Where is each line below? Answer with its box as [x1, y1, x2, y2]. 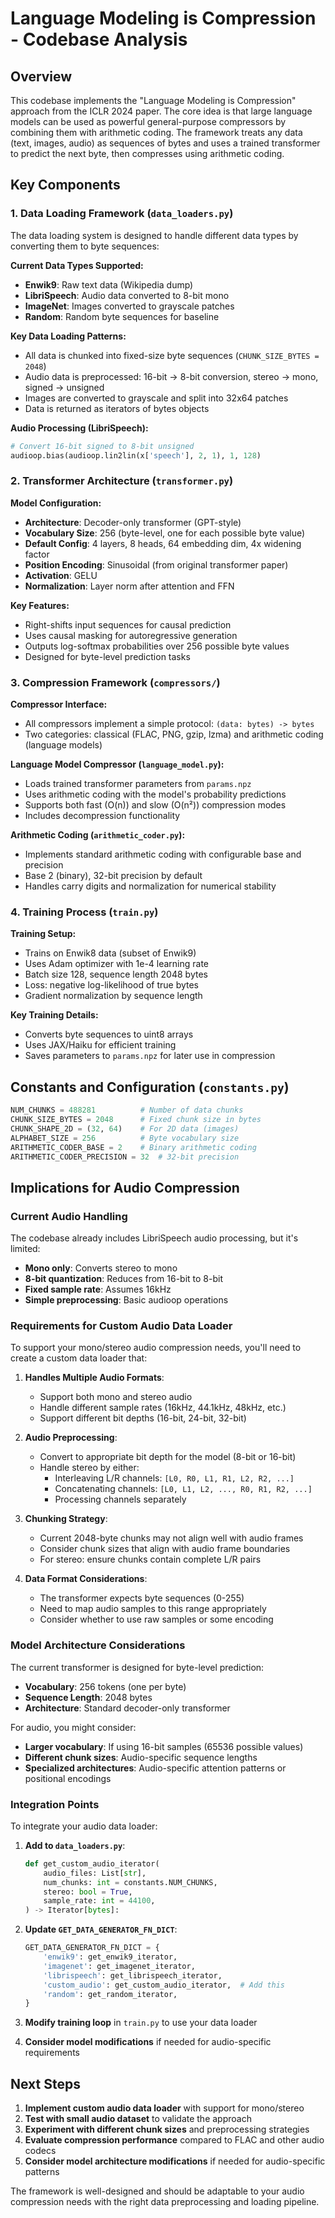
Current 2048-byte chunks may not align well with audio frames [39, 1532, 304, 1544]
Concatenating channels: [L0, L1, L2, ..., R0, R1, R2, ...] [54, 1483, 313, 1495]
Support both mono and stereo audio [39, 1391, 193, 1403]
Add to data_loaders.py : [24, 1839, 126, 1851]
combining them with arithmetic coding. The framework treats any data [10, 127, 303, 138]
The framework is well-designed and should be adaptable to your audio [10, 2185, 305, 2197]
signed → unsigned [24, 381, 105, 393]
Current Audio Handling [10, 1209, 128, 1223]
